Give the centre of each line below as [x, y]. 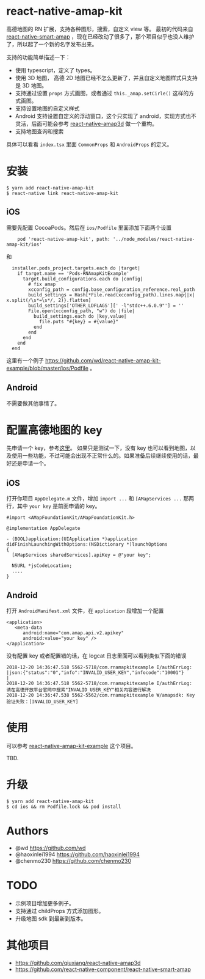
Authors [27, 831]
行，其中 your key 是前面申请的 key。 [53, 506]
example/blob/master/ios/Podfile [47, 368]
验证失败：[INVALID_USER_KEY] [42, 702]
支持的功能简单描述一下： [38, 57]
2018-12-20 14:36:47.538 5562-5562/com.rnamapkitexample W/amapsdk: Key [101, 695]
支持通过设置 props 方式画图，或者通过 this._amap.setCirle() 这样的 [102, 93]
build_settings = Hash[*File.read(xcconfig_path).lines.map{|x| [112, 295]
